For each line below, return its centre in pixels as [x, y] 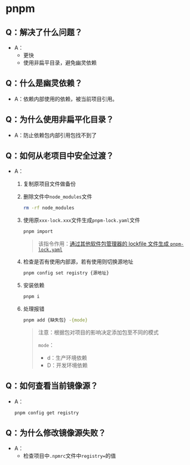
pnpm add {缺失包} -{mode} [55, 320]
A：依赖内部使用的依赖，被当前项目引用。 [66, 99]
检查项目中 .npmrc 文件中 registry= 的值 [69, 456]
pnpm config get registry [46, 413]
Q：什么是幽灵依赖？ [44, 83]
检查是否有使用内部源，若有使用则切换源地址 [78, 262]
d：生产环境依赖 [67, 357]
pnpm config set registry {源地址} [66, 273]
